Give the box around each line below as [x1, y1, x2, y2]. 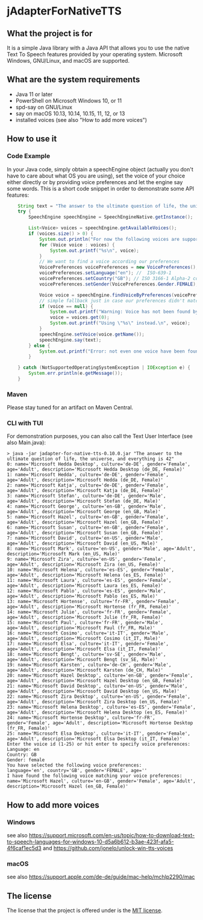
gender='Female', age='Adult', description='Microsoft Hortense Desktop [7, 720, 193, 726]
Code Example [7, 152, 51, 161]
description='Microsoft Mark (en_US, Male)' [7, 551, 120, 557]
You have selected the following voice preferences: [7, 762, 142, 768]
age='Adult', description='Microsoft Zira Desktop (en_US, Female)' [7, 699, 183, 705]
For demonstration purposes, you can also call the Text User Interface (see [7, 433, 193, 440]
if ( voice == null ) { [39, 303, 94, 309]
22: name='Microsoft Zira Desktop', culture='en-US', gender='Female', [7, 694, 190, 700]
